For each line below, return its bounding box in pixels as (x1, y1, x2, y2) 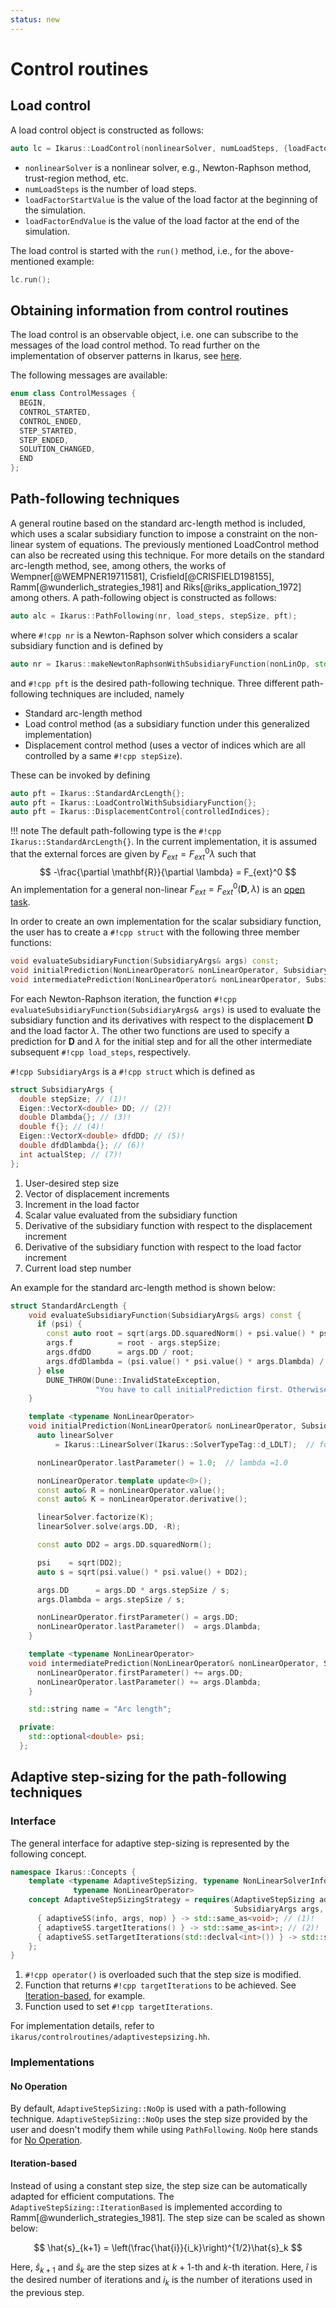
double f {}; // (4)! (19, 1122, 105, 1132)
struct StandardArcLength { (10, 1301, 128, 1311)
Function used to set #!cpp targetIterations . (24, 2001, 213, 2013)
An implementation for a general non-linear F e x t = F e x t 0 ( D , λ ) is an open (10, 881, 306, 898)
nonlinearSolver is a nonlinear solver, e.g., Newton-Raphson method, (24, 161, 312, 173)
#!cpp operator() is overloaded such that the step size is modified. (24, 1969, 302, 1981)
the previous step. (10, 2287, 85, 2299)
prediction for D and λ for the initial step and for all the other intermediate (10, 1035, 313, 1047)
